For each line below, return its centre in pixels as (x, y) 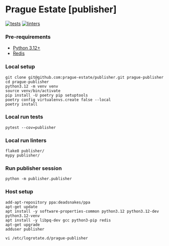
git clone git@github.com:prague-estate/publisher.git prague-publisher (84, 77)
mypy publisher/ (23, 155)
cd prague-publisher (27, 82)
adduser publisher (25, 229)
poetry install (22, 104)
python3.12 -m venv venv (32, 86)
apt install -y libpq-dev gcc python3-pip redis (58, 220)
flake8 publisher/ (25, 151)
